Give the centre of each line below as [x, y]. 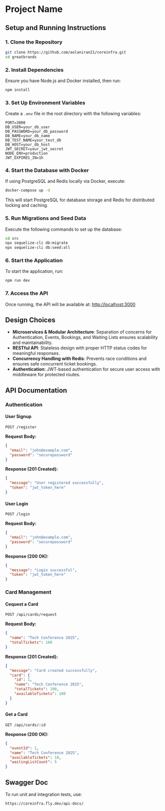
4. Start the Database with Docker [47, 170]
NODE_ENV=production [27, 154]
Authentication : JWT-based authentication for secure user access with [86, 369]
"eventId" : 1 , [24, 748]
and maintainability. [32, 343]
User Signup [18, 417]
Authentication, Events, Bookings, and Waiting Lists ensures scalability [85, 337]
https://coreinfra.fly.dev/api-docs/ [44, 803]
